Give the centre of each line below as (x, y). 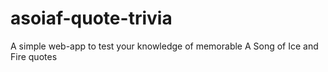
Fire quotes (34, 56)
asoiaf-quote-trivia (91, 18)
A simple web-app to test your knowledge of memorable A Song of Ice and (164, 46)
